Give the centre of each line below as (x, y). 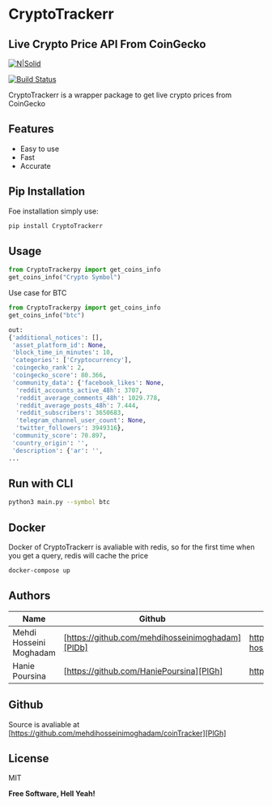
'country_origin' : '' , (50, 443)
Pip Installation (47, 192)
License (29, 759)
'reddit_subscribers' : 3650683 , (70, 413)
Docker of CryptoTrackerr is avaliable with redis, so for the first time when (132, 547)
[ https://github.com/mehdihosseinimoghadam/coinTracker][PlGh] (117, 733)
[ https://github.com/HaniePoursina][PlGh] (143, 670)
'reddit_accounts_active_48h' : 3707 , (79, 390)
